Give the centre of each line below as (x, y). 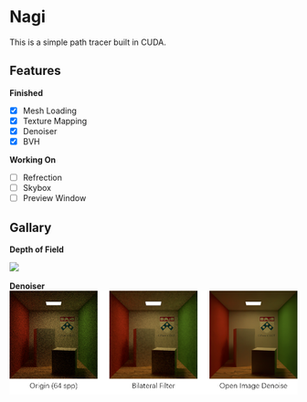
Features (35, 71)
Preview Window (54, 198)
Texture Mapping (55, 121)
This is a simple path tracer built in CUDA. (88, 42)
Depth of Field (37, 249)
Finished (26, 92)
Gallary (31, 227)
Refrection (42, 177)
